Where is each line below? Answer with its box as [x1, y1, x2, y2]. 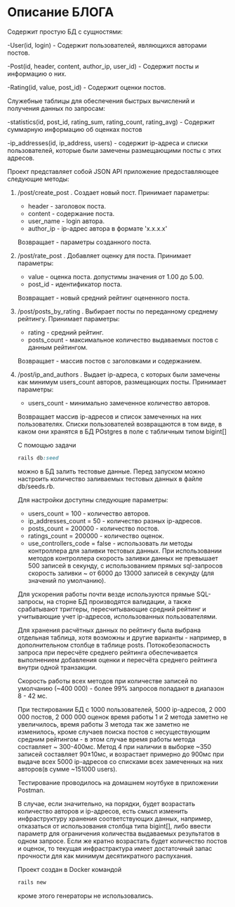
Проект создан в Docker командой [17, 865, 121, 873]
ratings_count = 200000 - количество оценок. [27, 531, 165, 540]
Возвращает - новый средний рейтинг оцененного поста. [17, 293, 190, 302]
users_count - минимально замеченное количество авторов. [27, 398, 210, 407]
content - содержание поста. [27, 209, 115, 217]
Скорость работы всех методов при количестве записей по [17, 676, 198, 685]
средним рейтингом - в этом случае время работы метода [17, 734, 196, 744]
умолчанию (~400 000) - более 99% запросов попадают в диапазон [17, 684, 224, 692]
